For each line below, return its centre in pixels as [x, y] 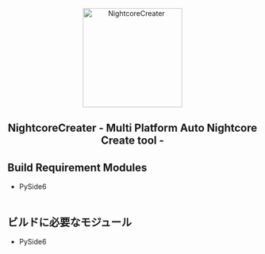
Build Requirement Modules [77, 167]
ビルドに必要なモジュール [70, 222]
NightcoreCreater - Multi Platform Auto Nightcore [132, 128]
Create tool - [132, 141]
